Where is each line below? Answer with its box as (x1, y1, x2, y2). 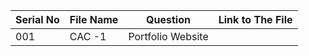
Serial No (15, 13, 60, 26)
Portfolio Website (128, 30, 209, 43)
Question (146, 13, 191, 26)
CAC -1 (69, 30, 107, 43)
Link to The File (218, 13, 293, 26)
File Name (69, 13, 119, 26)
